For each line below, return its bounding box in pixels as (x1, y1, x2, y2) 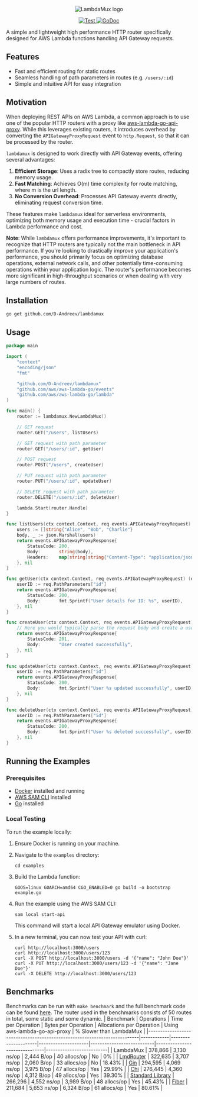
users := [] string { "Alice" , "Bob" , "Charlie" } (16, 527, 133, 533)
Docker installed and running (14, 788, 85, 795)
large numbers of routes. (6, 278, 67, 285)
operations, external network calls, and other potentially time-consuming (6, 259, 183, 266)
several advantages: (6, 156, 55, 163)
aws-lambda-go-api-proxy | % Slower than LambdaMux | (6, 1027, 146, 1035)
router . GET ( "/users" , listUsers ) (16, 430, 99, 435)
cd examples (14, 863, 44, 869)
